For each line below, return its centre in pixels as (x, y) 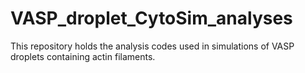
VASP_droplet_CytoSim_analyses (151, 18)
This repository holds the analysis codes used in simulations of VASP (152, 46)
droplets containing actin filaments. (83, 56)
